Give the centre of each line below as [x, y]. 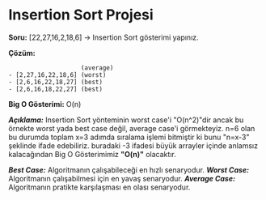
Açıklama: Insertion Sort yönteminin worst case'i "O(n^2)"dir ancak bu [126, 120]
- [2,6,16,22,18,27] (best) [56, 82]
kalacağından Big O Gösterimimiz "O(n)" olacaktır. [92, 154]
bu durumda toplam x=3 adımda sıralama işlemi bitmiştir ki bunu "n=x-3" [129, 137]
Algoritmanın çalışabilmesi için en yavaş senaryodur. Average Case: [122, 178]
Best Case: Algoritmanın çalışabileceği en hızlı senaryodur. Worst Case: [129, 170]
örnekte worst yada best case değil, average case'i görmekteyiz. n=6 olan [132, 128]
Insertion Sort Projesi [81, 15]
